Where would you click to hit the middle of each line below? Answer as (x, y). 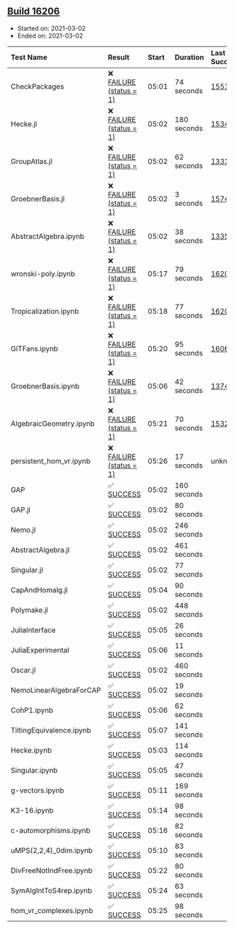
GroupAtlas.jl (32, 161)
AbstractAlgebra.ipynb (48, 236)
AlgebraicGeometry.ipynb (53, 423)
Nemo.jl (23, 530)
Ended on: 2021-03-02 (50, 36)
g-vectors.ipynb (38, 790)
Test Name (29, 57)
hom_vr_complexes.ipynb (52, 910)
